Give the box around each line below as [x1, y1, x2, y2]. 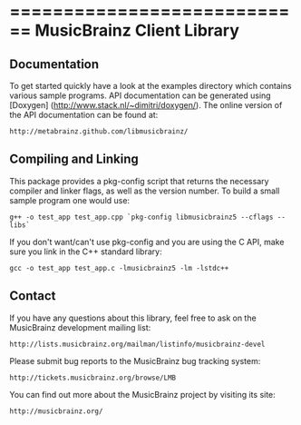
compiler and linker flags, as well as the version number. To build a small [9, 185, 280, 196]
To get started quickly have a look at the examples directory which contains [9, 81, 292, 91]
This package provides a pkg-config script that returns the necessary [9, 175, 269, 186]
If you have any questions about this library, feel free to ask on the [9, 312, 257, 323]
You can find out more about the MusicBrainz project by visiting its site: [9, 389, 277, 400]
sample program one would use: [9, 194, 130, 205]
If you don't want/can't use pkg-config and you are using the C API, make [9, 236, 285, 247]
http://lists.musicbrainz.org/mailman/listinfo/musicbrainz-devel [9, 340, 266, 349]
